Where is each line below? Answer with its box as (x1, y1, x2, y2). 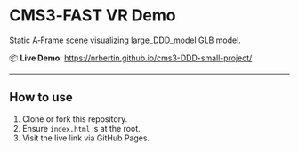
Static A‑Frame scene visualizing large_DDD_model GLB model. (9, 35, 242, 45)
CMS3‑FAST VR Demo (9, 5, 176, 26)
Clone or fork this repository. (21, 113, 128, 124)
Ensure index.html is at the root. (21, 123, 141, 133)
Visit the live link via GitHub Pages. (21, 132, 149, 143)
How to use (9, 90, 73, 105)
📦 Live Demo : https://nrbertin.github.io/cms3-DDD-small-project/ (9, 52, 253, 63)
